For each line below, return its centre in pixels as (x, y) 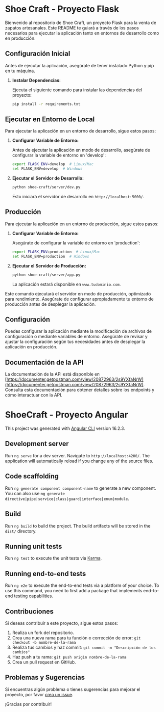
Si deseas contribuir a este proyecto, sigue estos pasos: (62, 623)
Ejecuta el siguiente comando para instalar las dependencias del (77, 90)
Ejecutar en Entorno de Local (50, 119)
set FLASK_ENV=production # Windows (51, 256)
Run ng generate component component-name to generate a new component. (81, 488)
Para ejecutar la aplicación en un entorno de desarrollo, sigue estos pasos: (81, 131)
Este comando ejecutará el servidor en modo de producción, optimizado (78, 293)
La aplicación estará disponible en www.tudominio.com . (67, 284)
